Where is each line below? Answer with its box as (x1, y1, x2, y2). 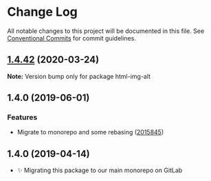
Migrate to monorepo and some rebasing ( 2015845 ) (16, 128, 164, 136)
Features (7, 112, 38, 122)
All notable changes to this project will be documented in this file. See (7, 27, 205, 35)
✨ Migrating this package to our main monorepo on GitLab (16, 166, 183, 175)
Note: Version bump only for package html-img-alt (7, 72, 151, 80)
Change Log (7, 4, 78, 20)
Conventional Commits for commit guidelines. (7, 34, 136, 42)
